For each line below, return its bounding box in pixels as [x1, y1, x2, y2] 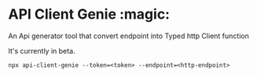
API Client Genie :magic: [8, 5, 171, 23]
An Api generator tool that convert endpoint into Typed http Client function [8, 31, 249, 40]
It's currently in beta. [8, 46, 76, 55]
